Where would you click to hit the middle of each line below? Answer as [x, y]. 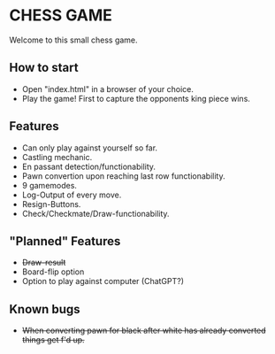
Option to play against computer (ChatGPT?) [103, 281]
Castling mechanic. [57, 157]
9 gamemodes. [50, 185]
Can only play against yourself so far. [89, 148]
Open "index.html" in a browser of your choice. [108, 88]
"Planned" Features [65, 241]
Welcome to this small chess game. [74, 40]
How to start [44, 68]
